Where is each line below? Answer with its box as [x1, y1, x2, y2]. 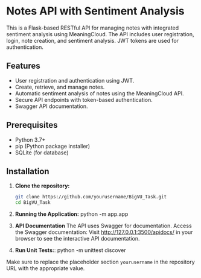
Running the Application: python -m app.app [14, 210, 129, 218]
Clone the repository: [14, 182, 70, 189]
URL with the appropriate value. [6, 265, 85, 272]
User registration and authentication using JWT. [14, 77, 135, 84]
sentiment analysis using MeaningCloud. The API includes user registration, [6, 30, 194, 37]
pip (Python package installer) [14, 142, 91, 150]
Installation [6, 166, 49, 176]
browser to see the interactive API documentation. [14, 235, 140, 242]
